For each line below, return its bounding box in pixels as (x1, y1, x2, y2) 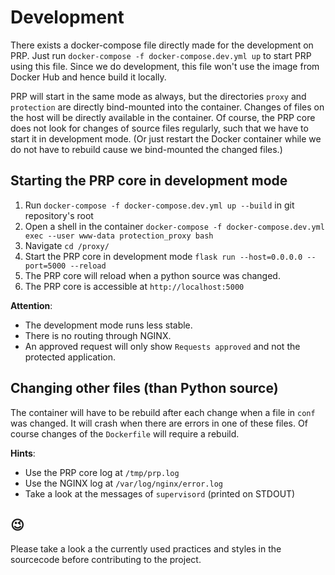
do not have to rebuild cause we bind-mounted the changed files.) (10, 143, 283, 155)
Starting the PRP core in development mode (10, 172, 288, 190)
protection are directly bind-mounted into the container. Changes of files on (10, 101, 325, 113)
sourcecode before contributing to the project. (10, 554, 202, 566)
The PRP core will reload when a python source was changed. (24, 269, 281, 281)
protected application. (24, 351, 116, 363)
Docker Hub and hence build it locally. (10, 71, 167, 83)
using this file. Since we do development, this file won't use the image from (10, 60, 320, 72)
